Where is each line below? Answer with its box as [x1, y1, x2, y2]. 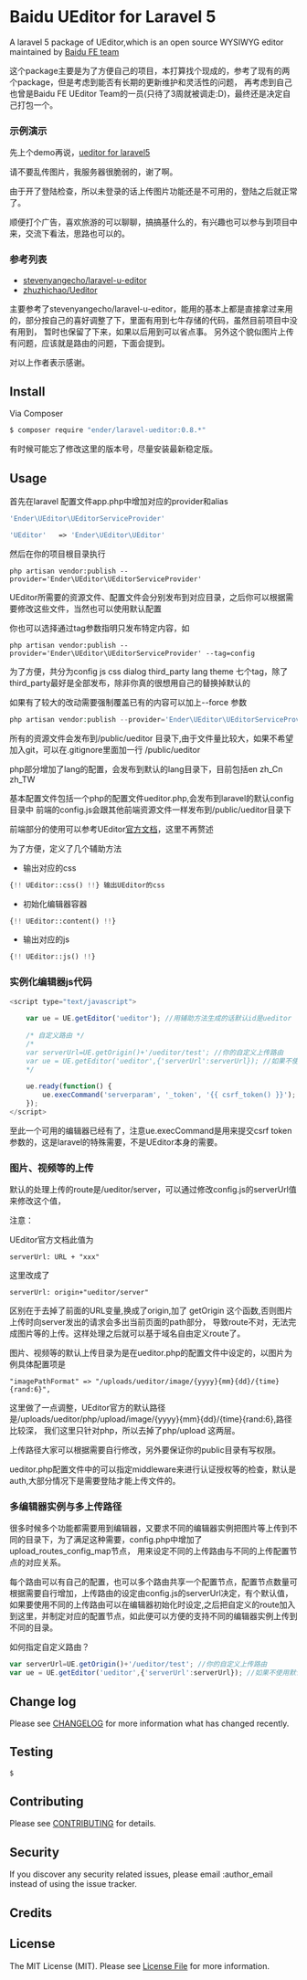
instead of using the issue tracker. [9, 1879, 137, 1890]
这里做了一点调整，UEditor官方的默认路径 [9, 1403, 166, 1414]
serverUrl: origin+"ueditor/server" [9, 1288, 149, 1297]
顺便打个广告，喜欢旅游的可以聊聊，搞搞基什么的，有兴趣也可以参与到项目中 [9, 217, 298, 228]
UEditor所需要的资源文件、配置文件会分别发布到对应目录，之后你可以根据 [9, 591, 286, 602]
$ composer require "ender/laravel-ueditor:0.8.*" [9, 426, 206, 435]
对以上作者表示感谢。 [9, 356, 90, 367]
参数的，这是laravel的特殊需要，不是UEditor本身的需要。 [9, 1136, 223, 1148]
